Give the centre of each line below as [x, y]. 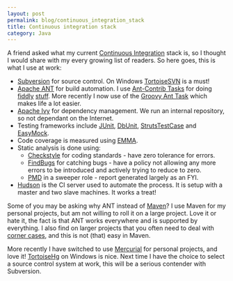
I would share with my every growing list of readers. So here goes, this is [111, 61]
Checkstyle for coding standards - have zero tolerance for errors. [121, 155]
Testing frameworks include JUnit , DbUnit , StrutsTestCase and [107, 126]
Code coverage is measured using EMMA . [78, 141]
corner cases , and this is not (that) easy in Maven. [79, 236]
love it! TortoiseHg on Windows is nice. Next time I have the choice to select [116, 257]
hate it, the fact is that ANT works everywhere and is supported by [103, 221]
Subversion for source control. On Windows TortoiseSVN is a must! [113, 82]
